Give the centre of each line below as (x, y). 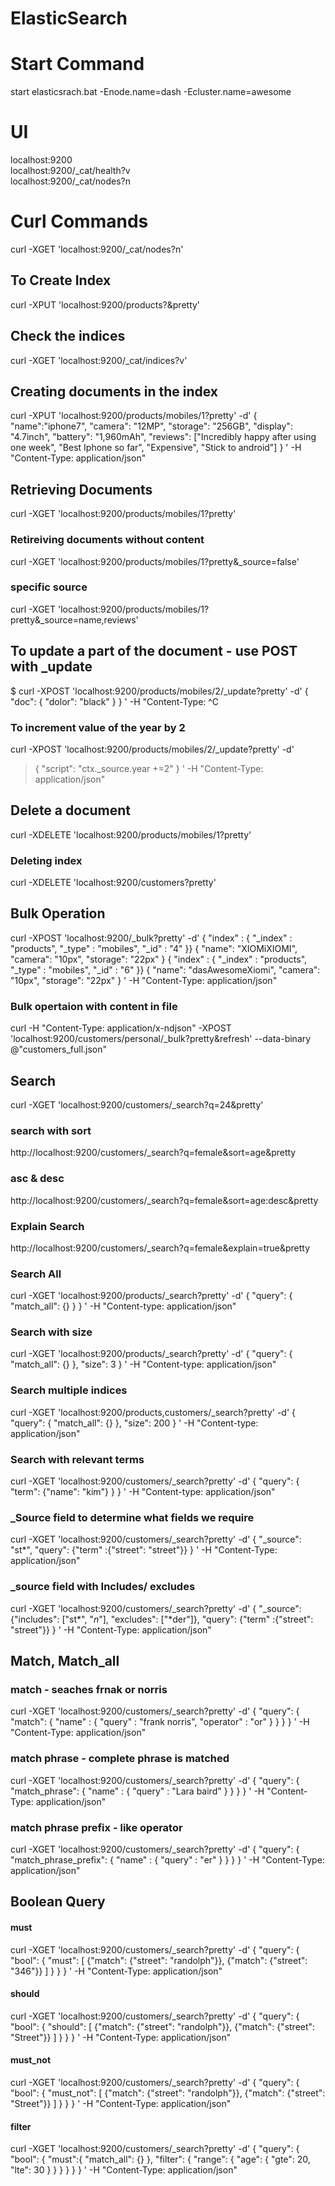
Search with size (51, 1332)
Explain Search (47, 1226)
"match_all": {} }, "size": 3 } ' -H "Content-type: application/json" (143, 1364)
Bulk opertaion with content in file (94, 1006)
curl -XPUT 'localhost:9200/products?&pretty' (105, 304)
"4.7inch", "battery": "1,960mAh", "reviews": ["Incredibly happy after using (163, 437)
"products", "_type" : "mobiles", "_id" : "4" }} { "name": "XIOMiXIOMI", (154, 948)
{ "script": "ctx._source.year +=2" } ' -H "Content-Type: (149, 768)
